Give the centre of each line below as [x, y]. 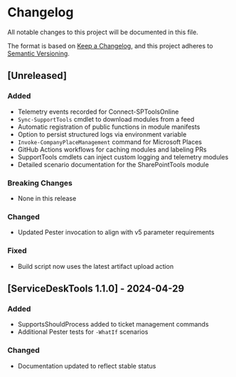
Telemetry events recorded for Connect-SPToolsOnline [98, 112]
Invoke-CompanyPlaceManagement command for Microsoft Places [110, 142]
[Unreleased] [37, 76]
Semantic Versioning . [38, 53]
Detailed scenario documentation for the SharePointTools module [113, 164]
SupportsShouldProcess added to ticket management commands [113, 324]
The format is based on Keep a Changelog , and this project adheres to [110, 46]
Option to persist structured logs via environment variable [102, 134]
